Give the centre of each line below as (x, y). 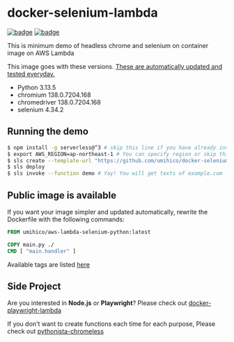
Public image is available (62, 195)
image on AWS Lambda (41, 53)
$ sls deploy (26, 167)
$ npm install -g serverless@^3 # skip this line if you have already (112, 148)
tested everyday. (31, 74)
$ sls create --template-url (49, 161)
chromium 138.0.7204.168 (54, 95)
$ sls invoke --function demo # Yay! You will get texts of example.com (115, 173)
